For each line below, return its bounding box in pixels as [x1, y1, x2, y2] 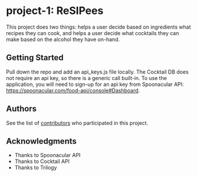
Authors [6, 104, 37, 114]
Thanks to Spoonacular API [14, 152, 81, 159]
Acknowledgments [6, 136, 77, 146]
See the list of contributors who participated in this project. [6, 119, 148, 126]
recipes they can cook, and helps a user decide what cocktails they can [6, 29, 179, 36]
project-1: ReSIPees [6, 4, 104, 18]
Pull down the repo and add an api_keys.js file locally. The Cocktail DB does [6, 68, 189, 75]
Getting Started [6, 53, 64, 63]
